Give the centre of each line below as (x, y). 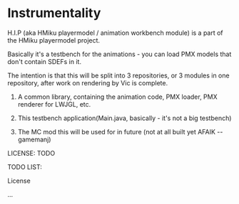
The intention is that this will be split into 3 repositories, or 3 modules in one (118, 75)
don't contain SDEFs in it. (45, 61)
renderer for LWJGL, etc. (54, 104)
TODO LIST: (25, 167)
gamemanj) (34, 139)
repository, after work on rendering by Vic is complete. (88, 82)
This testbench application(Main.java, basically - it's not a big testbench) (124, 118)
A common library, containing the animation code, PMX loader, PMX (117, 97)
